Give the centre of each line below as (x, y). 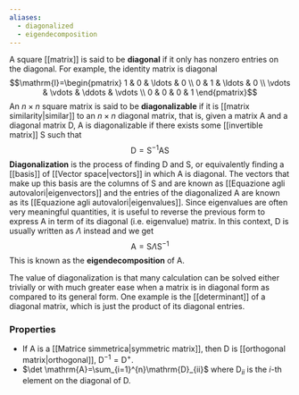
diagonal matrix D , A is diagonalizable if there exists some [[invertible (136, 125)
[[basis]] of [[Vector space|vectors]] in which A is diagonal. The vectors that (149, 174)
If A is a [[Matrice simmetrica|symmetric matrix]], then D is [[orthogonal (154, 349)
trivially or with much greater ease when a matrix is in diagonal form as (140, 287)
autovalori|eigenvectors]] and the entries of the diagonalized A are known (145, 193)
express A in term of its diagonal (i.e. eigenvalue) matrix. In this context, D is (149, 222)
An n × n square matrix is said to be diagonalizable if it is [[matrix (129, 106)
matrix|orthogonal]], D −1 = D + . (78, 358)
